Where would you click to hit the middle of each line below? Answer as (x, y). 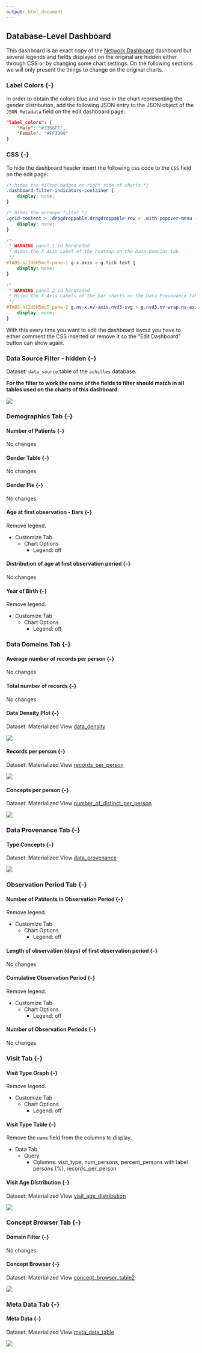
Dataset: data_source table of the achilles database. (72, 371)
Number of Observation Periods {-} (51, 1029)
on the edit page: (27, 174)
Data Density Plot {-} (33, 713)
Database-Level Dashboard (59, 36)
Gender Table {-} (28, 457)
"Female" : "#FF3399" (43, 134)
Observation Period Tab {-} (47, 885)
